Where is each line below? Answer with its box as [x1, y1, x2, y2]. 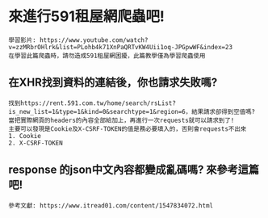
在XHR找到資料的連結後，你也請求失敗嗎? [8, 76, 218, 90]
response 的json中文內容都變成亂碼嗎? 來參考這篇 [8, 163, 260, 177]
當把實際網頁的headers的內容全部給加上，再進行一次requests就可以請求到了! [8, 116, 235, 124]
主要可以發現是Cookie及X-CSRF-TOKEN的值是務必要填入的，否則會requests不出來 [8, 124, 247, 133]
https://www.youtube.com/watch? [39, 36, 149, 44]
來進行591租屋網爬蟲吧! [8, 7, 165, 26]
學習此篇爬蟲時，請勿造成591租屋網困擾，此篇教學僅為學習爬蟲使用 [14, 52, 206, 60]
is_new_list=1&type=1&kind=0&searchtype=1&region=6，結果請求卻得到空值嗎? [8, 107, 256, 115]
